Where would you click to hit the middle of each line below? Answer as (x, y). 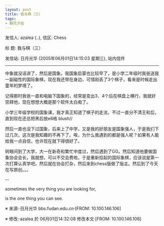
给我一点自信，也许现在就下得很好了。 (43, 141)
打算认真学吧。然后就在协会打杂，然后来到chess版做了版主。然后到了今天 (84, 164)
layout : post (18, 10)
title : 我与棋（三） (24, 14)
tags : (10, 19)
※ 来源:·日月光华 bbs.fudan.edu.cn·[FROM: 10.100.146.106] (63, 208)
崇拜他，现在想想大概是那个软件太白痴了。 (48, 102)
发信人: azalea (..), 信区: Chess (36, 38)
